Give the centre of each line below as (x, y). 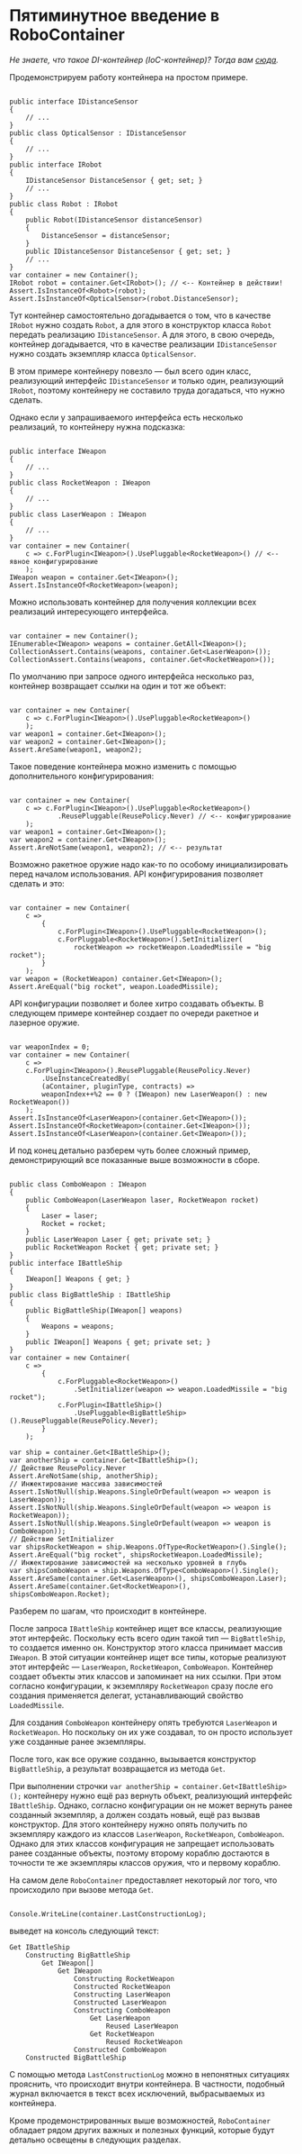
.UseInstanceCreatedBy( (86, 1078)
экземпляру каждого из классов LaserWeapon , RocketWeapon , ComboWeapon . (147, 1833)
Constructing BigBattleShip (78, 1955)
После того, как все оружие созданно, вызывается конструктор (133, 1759)
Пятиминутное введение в (115, 16)
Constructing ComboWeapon (122, 2010)
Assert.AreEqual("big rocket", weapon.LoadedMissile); (114, 986)
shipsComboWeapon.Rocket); (60, 1594)
